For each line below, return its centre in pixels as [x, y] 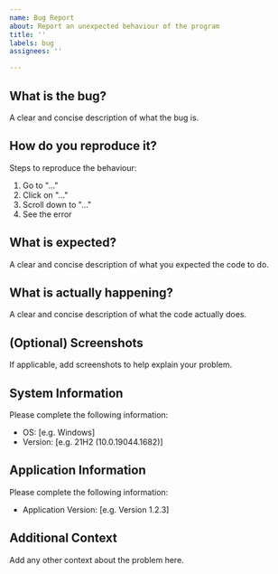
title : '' [28, 34]
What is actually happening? [91, 292]
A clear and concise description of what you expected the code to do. [139, 264]
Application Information [78, 470]
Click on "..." [45, 194]
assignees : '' [36, 52]
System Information [66, 393]
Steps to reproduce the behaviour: [73, 167]
